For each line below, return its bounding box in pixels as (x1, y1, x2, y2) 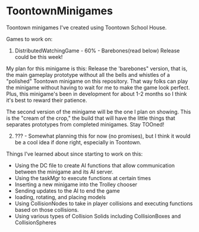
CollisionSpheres (14, 219, 56, 226)
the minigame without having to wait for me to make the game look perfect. (6, 83, 190, 91)
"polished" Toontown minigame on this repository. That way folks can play (6, 78, 188, 85)
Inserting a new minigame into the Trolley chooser (14, 181, 138, 188)
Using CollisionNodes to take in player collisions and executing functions (14, 200, 193, 207)
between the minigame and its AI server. (14, 168, 114, 175)
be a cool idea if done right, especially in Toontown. (14, 138, 141, 146)
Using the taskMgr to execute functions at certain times (14, 174, 151, 181)
